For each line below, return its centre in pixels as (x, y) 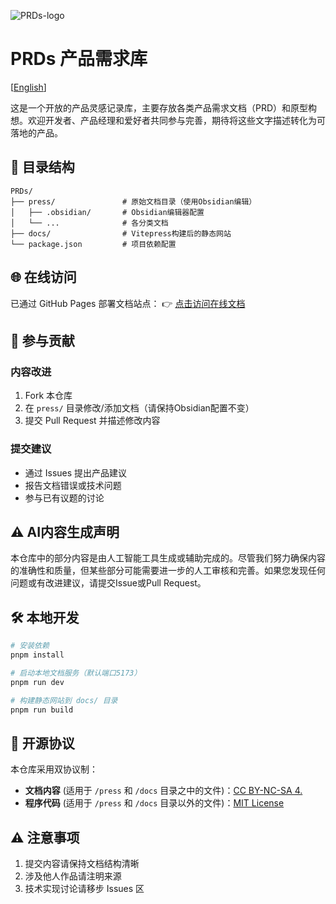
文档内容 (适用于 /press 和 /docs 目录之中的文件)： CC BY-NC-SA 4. (163, 791)
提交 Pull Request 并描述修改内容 (92, 421)
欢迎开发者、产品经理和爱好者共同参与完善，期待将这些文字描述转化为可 (176, 120)
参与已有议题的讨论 (64, 497)
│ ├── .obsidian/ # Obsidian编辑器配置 (107, 212)
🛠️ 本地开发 (45, 617)
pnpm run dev (37, 682)
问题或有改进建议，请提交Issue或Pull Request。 (108, 583)
